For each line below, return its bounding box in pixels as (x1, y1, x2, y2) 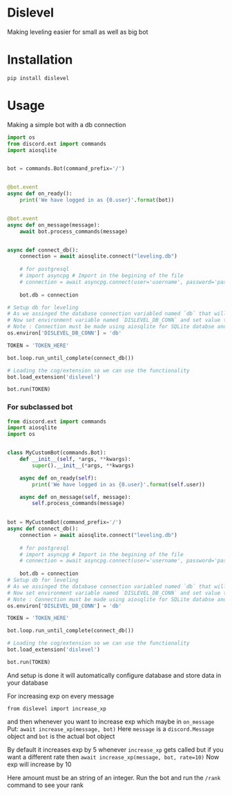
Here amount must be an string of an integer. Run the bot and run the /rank (7, 773, 221, 781)
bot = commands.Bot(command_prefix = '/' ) (7, 165, 126, 172)
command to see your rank (7, 781, 84, 789)
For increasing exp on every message (7, 692, 115, 700)
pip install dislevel (7, 75, 70, 82)
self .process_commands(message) (32, 500, 126, 507)
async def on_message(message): (7, 221, 100, 229)
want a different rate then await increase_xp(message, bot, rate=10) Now (7, 752, 220, 761)
